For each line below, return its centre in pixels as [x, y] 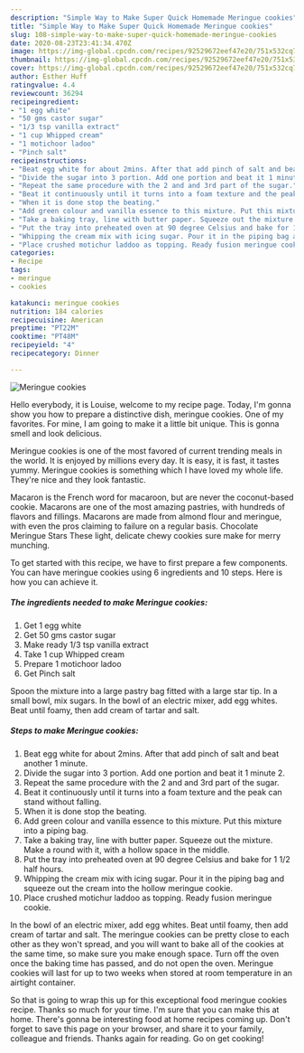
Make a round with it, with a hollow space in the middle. [127, 850]
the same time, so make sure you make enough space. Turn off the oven [145, 954]
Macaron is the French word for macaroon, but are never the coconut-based [152, 497]
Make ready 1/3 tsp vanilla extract [86, 644]
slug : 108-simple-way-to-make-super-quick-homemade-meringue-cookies [144, 34]
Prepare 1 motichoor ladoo [72, 663]
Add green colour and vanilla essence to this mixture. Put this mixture [152, 821]
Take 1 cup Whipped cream [74, 654]
